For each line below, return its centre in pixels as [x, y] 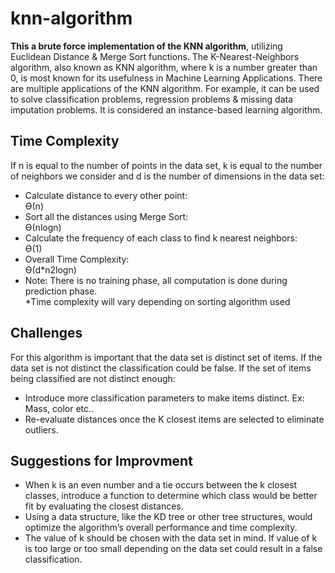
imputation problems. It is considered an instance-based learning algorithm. [166, 109]
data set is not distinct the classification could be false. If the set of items [161, 368]
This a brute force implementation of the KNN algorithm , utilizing [146, 46]
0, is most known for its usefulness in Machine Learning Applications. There [166, 78]
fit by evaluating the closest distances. [104, 506]
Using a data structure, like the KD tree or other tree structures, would [168, 517]
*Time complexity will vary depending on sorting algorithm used [157, 301]
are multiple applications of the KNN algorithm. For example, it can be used [165, 88]
